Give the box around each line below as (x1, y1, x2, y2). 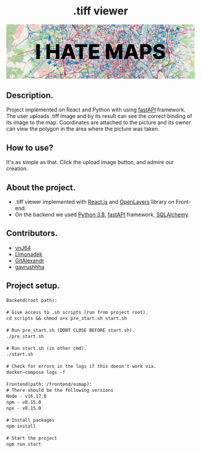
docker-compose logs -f (6, 369, 66, 375)
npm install (6, 423, 36, 429)
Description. (6, 90, 54, 101)
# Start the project (6, 435, 58, 441)
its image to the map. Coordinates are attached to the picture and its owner (6, 119, 191, 126)
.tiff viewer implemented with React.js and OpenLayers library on (14, 198, 175, 206)
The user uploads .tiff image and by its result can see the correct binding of (6, 113, 193, 120)
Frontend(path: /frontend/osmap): (6, 381, 93, 387)
